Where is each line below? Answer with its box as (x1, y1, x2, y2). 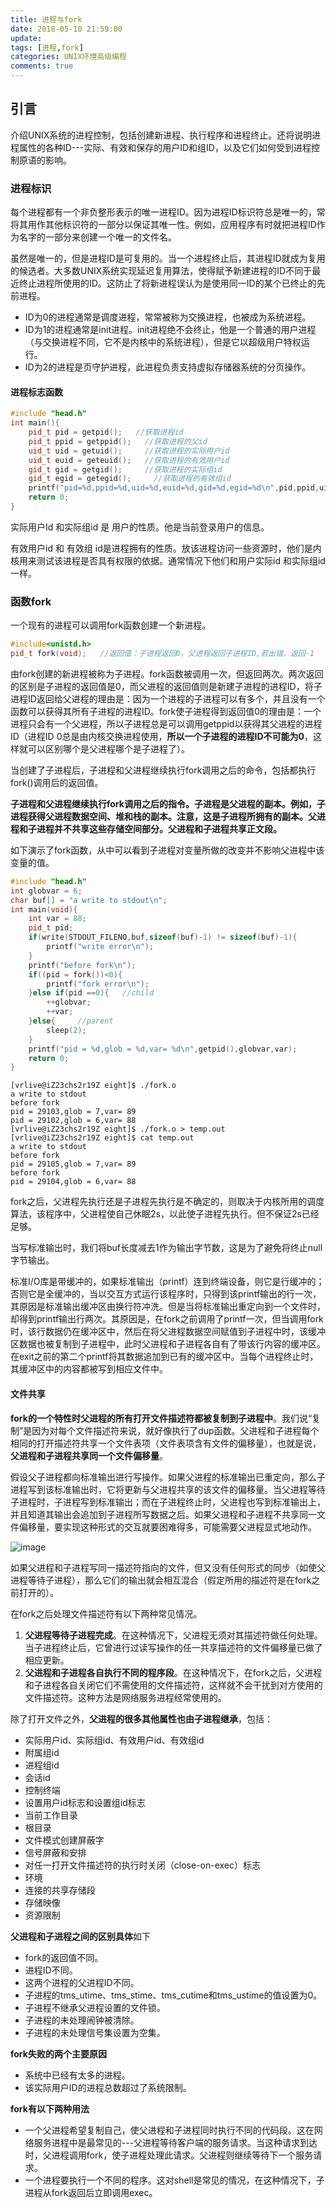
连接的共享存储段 (24, 1884, 96, 1896)
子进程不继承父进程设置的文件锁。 (24, 2001, 166, 2013)
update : (10, 33, 43, 43)
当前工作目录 (24, 1809, 78, 1821)
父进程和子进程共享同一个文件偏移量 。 (10, 1449, 168, 1461)
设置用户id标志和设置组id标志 (24, 1796, 146, 1808)
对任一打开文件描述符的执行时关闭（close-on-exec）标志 (24, 1859, 262, 1871)
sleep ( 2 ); (46, 1025, 87, 1035)
